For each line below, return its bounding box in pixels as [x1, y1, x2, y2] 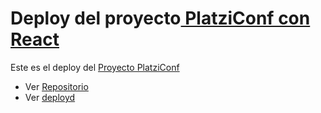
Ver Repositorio [24, 80, 89, 92]
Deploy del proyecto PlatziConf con [10, 7, 311, 30]
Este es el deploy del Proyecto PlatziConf [10, 61, 180, 73]
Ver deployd [24, 91, 76, 103]
